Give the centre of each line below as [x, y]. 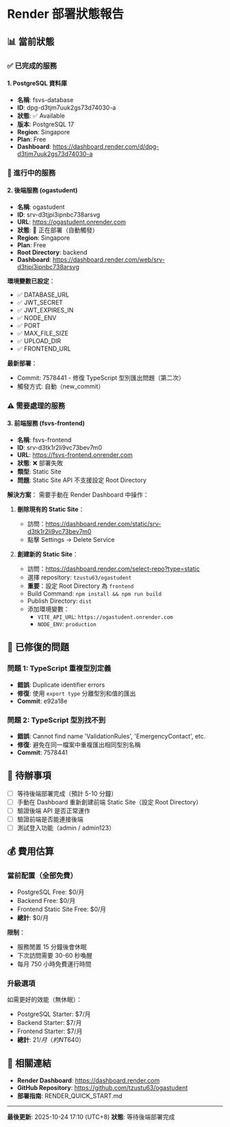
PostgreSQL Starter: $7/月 [54, 1014]
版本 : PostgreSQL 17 [45, 124]
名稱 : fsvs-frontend [44, 440]
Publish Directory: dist [60, 601]
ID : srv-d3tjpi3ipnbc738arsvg [59, 214]
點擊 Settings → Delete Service [71, 539]
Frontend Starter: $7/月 [50, 1031]
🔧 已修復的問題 [38, 647]
